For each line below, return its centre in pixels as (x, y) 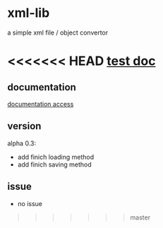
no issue (30, 203)
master (140, 217)
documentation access (41, 104)
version (24, 126)
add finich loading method (55, 157)
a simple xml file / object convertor (58, 32)
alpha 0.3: (22, 143)
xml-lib (29, 13)
